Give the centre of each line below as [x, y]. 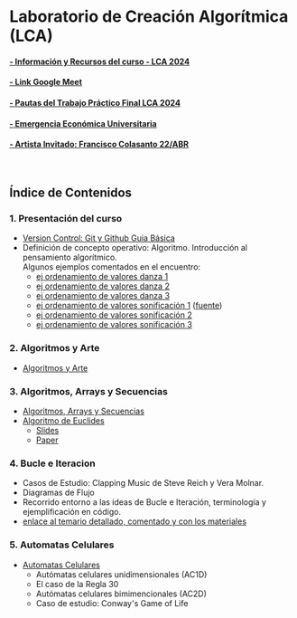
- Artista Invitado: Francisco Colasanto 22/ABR [99, 144]
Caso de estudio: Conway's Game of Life [112, 603]
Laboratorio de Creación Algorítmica [149, 17]
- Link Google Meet [46, 82]
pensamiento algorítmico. [70, 257]
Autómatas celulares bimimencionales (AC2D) [121, 594]
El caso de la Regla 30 [77, 584]
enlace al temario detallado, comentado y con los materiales [134, 521]
